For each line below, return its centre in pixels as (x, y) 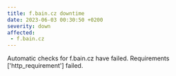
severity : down (29, 26)
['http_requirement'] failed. (45, 66)
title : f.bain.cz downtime (46, 13)
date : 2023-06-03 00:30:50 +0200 (55, 20)
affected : (21, 33)
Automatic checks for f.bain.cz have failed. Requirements (88, 58)
